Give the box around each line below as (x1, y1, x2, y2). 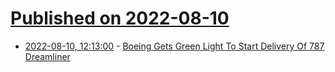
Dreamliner (24, 50, 71, 62)
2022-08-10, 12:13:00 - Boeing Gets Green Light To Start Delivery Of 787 (24, 40, 325, 52)
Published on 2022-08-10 (10, 7, 230, 30)
